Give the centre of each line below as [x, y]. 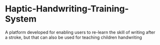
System [21, 19]
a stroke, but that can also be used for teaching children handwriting [74, 37]
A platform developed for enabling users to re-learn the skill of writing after [80, 32]
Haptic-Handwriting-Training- [67, 9]
